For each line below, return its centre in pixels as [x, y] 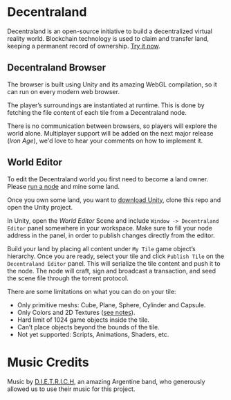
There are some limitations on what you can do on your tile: [92, 291]
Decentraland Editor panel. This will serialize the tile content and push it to [114, 263]
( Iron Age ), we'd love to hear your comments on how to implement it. [105, 140]
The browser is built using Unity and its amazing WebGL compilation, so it [112, 84]
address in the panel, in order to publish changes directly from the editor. [111, 235]
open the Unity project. [40, 207]
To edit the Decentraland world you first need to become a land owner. [108, 179]
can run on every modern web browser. [63, 91]
